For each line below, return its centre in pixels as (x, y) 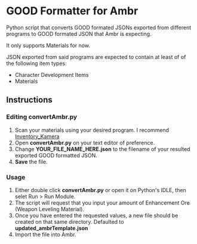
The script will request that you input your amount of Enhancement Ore (102, 203)
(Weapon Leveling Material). (50, 209)
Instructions (29, 100)
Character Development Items (52, 75)
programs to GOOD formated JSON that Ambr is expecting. (79, 33)
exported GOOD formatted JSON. (56, 155)
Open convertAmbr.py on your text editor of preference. (85, 143)
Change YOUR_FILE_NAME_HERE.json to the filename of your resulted (102, 149)
